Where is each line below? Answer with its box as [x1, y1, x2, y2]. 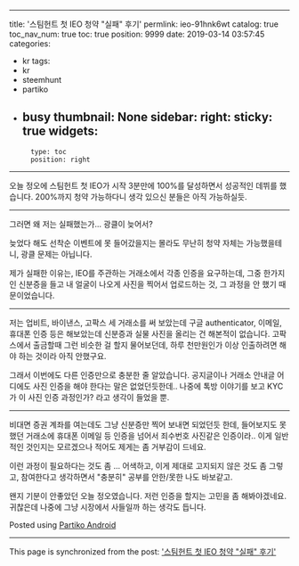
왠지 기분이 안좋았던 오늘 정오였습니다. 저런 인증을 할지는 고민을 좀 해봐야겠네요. [9, 490, 287, 501]
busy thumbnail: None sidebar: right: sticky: [21, 110, 273, 125]
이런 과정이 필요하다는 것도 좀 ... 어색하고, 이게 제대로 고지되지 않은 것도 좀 [9, 460, 267, 471]
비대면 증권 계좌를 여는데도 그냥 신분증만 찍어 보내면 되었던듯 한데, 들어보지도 [9, 419, 278, 430]
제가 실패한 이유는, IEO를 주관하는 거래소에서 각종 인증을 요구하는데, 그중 [9, 267, 262, 278]
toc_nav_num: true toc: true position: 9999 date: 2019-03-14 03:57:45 [9, 29, 265, 39]
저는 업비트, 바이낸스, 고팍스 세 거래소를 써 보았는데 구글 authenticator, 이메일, [9, 317, 282, 328]
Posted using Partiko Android [9, 519, 117, 530]
